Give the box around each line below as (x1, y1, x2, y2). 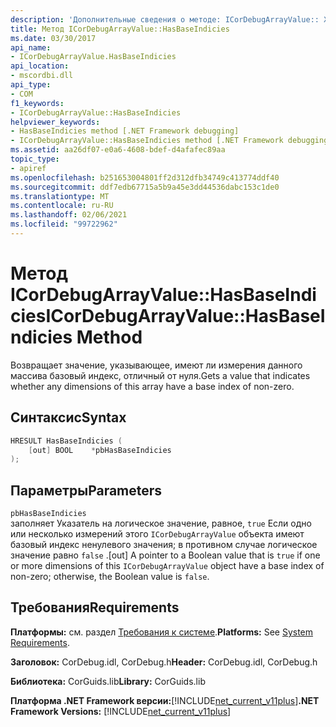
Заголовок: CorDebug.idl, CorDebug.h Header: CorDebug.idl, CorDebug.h (10, 656, 318, 668)
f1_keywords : (10, 98, 65, 108)
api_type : (10, 80, 52, 90)
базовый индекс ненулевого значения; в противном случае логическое (10, 539, 318, 551)
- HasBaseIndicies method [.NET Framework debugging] (10, 126, 240, 136)
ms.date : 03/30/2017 (10, 33, 97, 43)
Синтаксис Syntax (10, 409, 127, 426)
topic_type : (10, 154, 60, 164)
